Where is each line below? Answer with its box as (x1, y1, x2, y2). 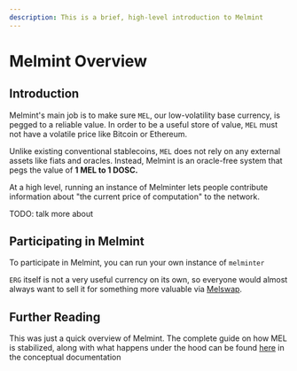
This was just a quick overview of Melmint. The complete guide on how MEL (9, 333, 288, 344)
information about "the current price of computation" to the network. (9, 191, 260, 202)
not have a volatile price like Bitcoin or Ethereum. (9, 128, 188, 139)
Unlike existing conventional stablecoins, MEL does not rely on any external (9, 145, 281, 156)
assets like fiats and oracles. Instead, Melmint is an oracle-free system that (9, 155, 283, 166)
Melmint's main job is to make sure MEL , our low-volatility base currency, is (9, 110, 281, 120)
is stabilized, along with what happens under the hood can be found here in (9, 343, 285, 353)
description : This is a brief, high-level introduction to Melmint (9, 12, 264, 22)
